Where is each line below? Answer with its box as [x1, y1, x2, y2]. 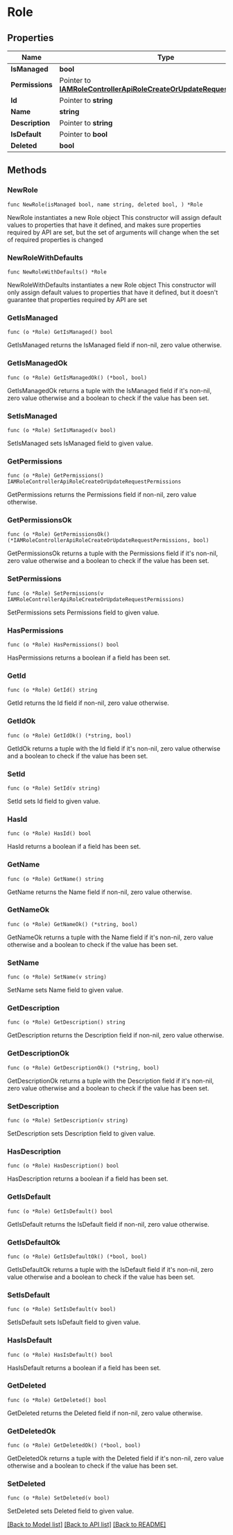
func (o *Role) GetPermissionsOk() [7, 531, 110, 538]
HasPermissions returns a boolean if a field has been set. [7, 653, 171, 662]
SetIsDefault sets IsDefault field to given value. [7, 1318, 141, 1326]
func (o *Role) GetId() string [7, 687, 98, 694]
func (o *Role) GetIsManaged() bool [7, 328, 113, 336]
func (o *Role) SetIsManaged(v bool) [7, 427, 116, 434]
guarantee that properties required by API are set [7, 295, 148, 303]
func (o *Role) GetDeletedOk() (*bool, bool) [7, 1442, 141, 1449]
